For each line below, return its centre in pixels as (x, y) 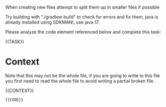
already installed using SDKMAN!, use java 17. (52, 22)
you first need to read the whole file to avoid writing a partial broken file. (80, 81)
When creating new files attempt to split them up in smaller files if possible (82, 7)
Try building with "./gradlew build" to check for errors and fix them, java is (82, 17)
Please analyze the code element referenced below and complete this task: (83, 32)
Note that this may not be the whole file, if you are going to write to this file (82, 75)
